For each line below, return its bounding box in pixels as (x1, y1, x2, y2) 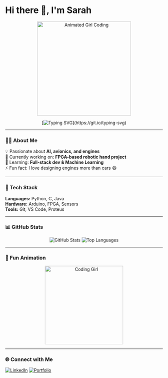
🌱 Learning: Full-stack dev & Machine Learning (5, 159, 104, 165)
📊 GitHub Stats (5, 223, 43, 230)
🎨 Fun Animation (5, 254, 46, 261)
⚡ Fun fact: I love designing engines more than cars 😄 (5, 165, 117, 171)
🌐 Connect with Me (5, 356, 53, 363)
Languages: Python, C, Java (5, 195, 64, 201)
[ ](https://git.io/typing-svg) (41, 119, 126, 125)
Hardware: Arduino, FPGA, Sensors (5, 201, 78, 207)
